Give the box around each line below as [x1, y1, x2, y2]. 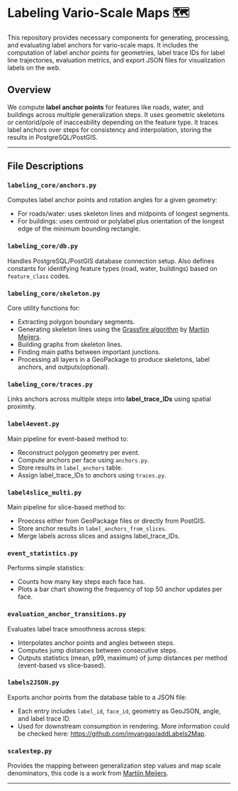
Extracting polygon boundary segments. [17, 318, 135, 326]
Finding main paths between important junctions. [17, 348, 161, 356]
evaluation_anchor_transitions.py [7, 610, 126, 619]
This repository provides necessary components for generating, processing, [7, 33, 230, 42]
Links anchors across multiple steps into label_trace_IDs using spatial [7, 394, 211, 404]
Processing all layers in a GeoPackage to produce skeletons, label [17, 355, 210, 364]
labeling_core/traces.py [7, 380, 93, 388]
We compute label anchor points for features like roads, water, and [7, 103, 204, 111]
